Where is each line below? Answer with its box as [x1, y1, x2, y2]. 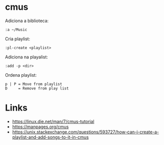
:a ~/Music [5, 27, 27, 32]
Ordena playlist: [5, 72, 37, 78]
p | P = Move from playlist [5, 82, 63, 87]
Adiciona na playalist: [5, 54, 48, 60]
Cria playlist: [5, 36, 30, 42]
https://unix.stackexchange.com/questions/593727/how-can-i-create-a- [12, 129, 159, 135]
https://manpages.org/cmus [12, 123, 69, 129]
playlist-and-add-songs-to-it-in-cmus [12, 134, 89, 140]
